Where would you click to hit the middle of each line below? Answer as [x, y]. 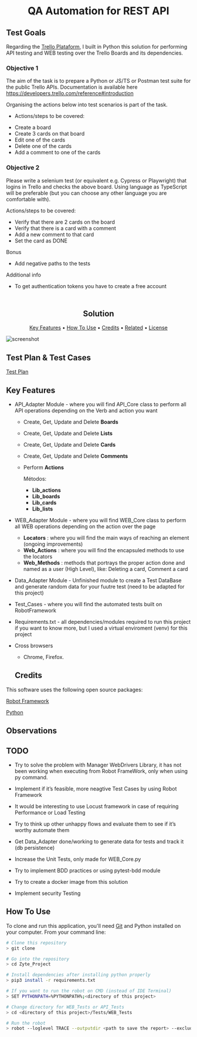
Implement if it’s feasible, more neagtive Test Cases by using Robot [96, 789]
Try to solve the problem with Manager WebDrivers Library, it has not [98, 765]
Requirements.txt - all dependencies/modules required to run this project [103, 622]
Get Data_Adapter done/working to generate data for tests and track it [99, 842]
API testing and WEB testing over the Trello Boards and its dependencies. [95, 53]
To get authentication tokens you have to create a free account [91, 286]
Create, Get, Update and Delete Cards [69, 445]
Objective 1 [22, 68]
